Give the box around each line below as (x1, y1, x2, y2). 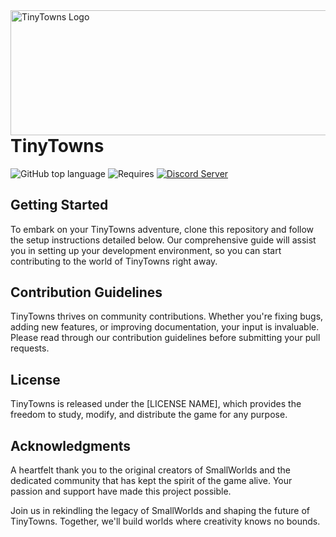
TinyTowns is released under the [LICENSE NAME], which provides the (10, 398, 302, 410)
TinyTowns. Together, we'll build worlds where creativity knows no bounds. (10, 515, 321, 527)
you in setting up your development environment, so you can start (10, 244, 282, 256)
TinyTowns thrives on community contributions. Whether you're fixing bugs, (10, 310, 324, 323)
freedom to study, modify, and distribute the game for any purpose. (10, 409, 288, 421)
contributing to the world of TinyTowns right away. (10, 255, 218, 267)
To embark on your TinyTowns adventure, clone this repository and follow (10, 223, 315, 235)
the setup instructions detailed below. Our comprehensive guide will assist (10, 234, 317, 246)
